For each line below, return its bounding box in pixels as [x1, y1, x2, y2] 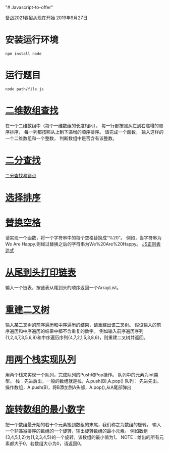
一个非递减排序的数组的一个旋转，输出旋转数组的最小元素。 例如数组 [5, 428, 148, 434]
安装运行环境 [5, 34, 59, 46]
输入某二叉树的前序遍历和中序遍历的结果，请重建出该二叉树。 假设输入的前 [5, 322, 161, 328]
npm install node [5, 51, 42, 56]
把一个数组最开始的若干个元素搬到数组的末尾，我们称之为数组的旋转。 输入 [5, 421, 161, 427]
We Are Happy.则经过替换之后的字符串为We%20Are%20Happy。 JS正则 [5, 241, 156, 247]
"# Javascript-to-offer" [5, 5, 53, 10]
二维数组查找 [5, 105, 59, 117]
